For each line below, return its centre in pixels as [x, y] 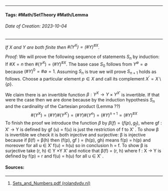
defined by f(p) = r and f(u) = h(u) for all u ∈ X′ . [54, 156]
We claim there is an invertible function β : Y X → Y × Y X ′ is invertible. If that [82, 94]
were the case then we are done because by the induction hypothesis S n [80, 100]
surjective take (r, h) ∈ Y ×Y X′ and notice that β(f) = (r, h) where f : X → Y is [83, 150]
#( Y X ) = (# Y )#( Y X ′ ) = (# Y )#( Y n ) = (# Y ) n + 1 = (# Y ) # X [84, 114]
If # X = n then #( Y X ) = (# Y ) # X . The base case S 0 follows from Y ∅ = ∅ [76, 64]
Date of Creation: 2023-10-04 [36, 26]
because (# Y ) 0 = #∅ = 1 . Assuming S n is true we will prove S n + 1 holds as [81, 71]
